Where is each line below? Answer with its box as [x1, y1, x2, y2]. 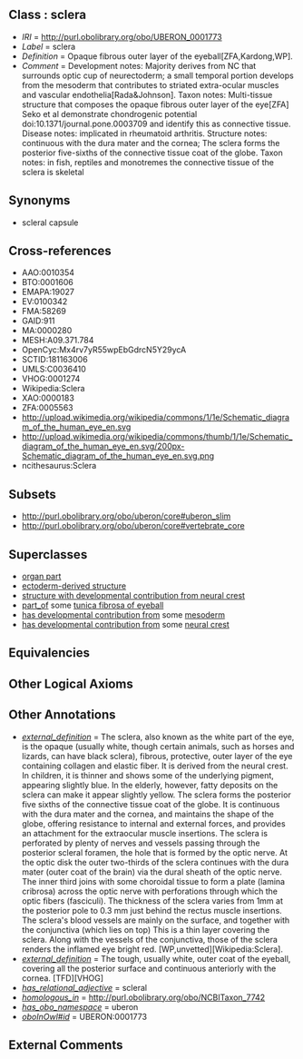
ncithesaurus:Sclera [21, 460, 97, 471]
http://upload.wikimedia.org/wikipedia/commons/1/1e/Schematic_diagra [21, 412, 290, 423]
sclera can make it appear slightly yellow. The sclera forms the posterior [21, 789, 291, 800]
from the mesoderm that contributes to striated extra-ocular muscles [21, 79, 279, 90]
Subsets [8, 486, 56, 502]
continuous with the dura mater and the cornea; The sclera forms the [21, 137, 280, 148]
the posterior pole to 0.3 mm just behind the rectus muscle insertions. [21, 905, 282, 915]
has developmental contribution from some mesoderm [21, 609, 226, 620]
